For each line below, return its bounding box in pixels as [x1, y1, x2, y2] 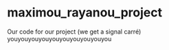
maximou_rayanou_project [7, 5, 163, 21]
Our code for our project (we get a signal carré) [7, 27, 142, 36]
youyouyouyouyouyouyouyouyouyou [7, 34, 112, 42]
